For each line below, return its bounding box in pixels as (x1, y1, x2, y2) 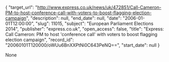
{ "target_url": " (5, 5, 37, 10)
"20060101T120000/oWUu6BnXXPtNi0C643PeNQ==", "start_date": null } (5, 42, 160, 48)
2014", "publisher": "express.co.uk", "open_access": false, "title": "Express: (5, 26, 164, 32)
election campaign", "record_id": (5, 37, 74, 43)
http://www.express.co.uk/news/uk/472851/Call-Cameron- (37, 5, 162, 10)
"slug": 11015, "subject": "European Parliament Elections (35, 20, 154, 26)
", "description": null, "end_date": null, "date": (26, 15, 122, 21)
